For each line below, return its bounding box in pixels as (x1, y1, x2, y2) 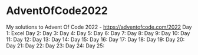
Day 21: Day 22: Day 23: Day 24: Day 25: (6, 42, 105, 49)
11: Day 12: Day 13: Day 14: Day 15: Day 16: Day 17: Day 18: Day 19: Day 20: (6, 36, 185, 43)
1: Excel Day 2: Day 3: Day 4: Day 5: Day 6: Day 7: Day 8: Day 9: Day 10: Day (6, 29, 190, 36)
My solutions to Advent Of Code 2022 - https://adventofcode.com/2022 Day (6, 23, 192, 30)
